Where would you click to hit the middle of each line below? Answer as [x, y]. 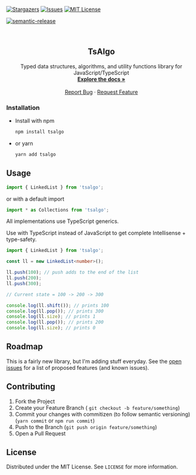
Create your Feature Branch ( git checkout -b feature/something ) [97, 407]
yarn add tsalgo [35, 154]
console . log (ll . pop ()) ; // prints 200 [55, 322]
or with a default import [35, 199]
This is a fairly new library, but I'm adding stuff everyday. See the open [94, 361]
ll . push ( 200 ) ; [24, 278]
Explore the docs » [101, 79]
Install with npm [35, 121]
